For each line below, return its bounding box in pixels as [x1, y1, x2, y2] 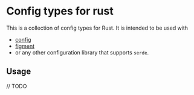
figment [15, 42, 35, 50]
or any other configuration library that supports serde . [15, 48, 149, 56]
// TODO [6, 82, 27, 90]
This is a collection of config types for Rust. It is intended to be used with [6, 24, 189, 31]
